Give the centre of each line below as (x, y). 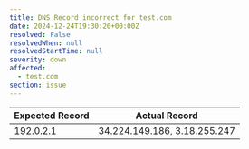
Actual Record (167, 116)
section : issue (38, 85)
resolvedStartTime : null (56, 51)
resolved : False (40, 34)
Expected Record (52, 116)
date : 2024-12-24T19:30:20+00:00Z (75, 26)
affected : (28, 69)
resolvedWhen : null (46, 43)
